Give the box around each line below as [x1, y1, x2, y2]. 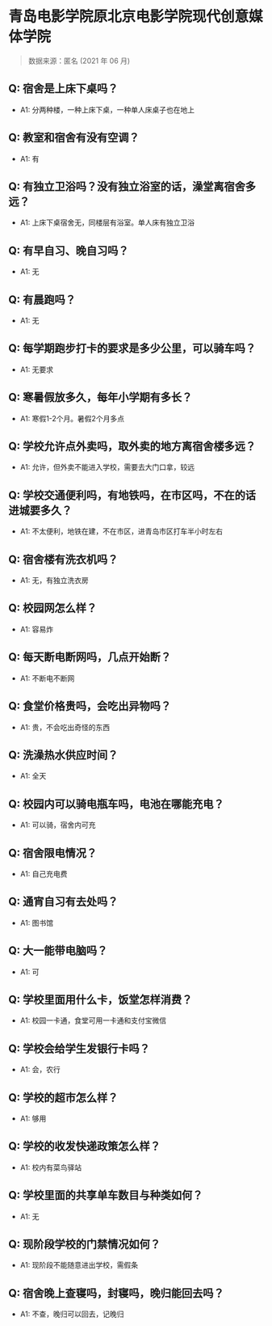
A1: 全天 [19, 771, 47, 781]
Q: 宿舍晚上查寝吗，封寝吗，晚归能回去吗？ [8, 1286, 224, 1300]
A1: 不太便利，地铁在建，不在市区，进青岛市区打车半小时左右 [19, 526, 224, 536]
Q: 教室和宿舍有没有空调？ [8, 131, 140, 145]
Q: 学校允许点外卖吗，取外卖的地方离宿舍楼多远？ [8, 440, 257, 454]
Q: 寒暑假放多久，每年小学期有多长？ [8, 391, 193, 404]
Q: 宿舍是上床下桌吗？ [8, 82, 119, 95]
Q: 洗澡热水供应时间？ [8, 748, 119, 762]
